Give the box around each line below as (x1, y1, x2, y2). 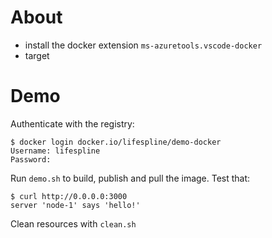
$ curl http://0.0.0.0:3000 (10, 191, 128, 201)
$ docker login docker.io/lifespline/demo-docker (10, 137, 222, 147)
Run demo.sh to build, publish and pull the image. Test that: (10, 172, 251, 184)
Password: (10, 154, 52, 165)
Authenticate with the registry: (10, 117, 135, 130)
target (24, 49, 50, 61)
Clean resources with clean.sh (10, 217, 137, 230)
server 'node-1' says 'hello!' (10, 200, 141, 210)
